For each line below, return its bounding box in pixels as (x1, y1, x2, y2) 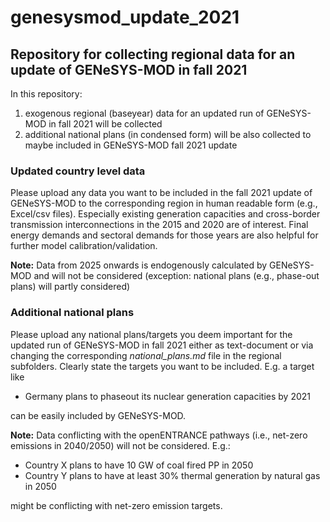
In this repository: (10, 88, 83, 100)
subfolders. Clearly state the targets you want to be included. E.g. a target (10, 360, 315, 372)
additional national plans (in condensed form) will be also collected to (24, 129, 312, 140)
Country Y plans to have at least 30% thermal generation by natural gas (24, 469, 321, 481)
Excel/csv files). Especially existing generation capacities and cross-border (10, 208, 321, 220)
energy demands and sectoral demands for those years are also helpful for (10, 229, 319, 241)
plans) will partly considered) (10, 281, 131, 293)
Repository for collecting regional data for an (10, 46, 296, 63)
